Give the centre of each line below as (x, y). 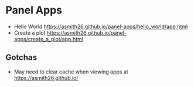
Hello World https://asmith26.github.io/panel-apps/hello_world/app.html (101, 26)
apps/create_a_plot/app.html (48, 39)
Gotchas (21, 57)
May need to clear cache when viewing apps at (71, 72)
